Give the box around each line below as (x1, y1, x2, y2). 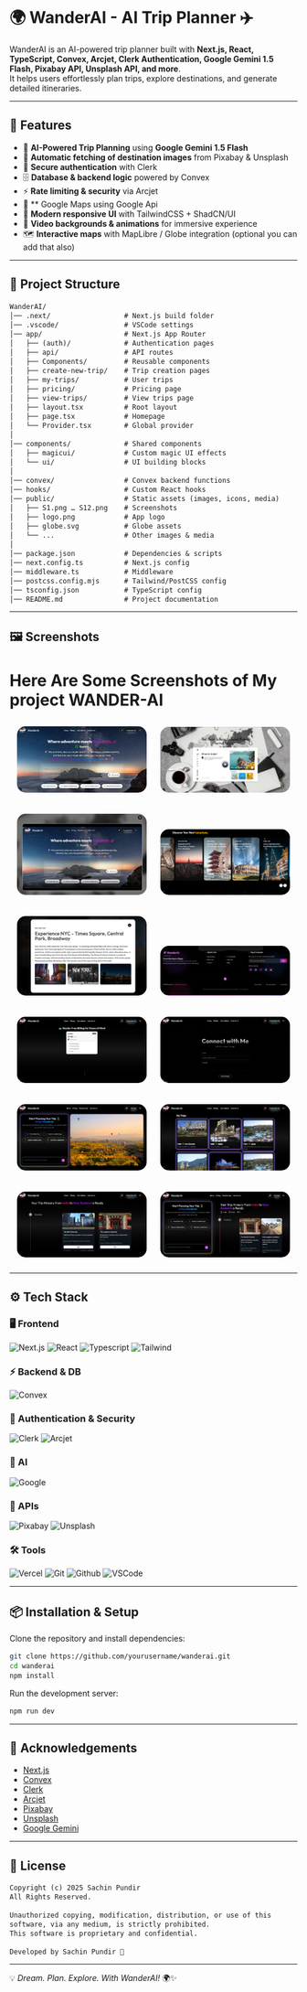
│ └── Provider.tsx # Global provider (9, 421, 195, 430)
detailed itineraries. (9, 82, 82, 93)
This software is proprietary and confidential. (9, 1929, 198, 1939)
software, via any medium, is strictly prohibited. (9, 1920, 210, 1930)
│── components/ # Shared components (9, 439, 203, 448)
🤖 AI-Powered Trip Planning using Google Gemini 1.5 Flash (22, 142, 249, 153)
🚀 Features (9, 118, 72, 134)
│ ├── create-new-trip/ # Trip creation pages (9, 366, 210, 375)
